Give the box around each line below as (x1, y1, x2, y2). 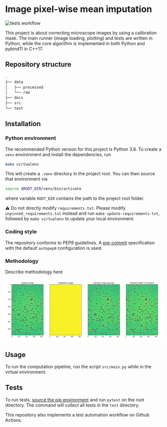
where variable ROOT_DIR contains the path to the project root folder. (5, 195, 144, 201)
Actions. (5, 417, 22, 423)
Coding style (5, 228, 37, 235)
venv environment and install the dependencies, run (5, 151, 111, 157)
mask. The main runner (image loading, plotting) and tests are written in (5, 35, 153, 41)
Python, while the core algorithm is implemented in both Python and (5, 40, 145, 46)
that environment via (5, 176, 47, 182)
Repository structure (5, 60, 71, 69)
